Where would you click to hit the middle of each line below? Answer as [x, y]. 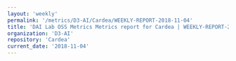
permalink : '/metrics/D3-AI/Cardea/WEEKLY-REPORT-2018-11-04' [100, 20]
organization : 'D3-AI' [40, 33]
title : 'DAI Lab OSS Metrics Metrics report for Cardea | [94, 27]
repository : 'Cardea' [39, 40]
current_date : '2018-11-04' [48, 46]
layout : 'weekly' [33, 14]
